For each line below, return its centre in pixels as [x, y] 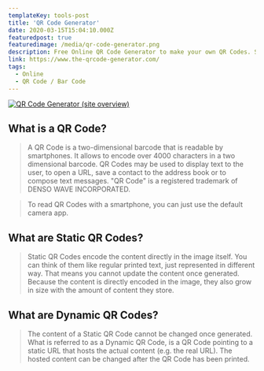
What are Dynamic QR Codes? [83, 315]
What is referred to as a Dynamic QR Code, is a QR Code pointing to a [140, 342]
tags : [17, 67]
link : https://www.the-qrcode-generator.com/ [84, 60]
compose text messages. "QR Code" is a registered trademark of [132, 181]
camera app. [48, 213]
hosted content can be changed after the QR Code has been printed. [138, 358]
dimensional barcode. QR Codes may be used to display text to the [135, 164]
